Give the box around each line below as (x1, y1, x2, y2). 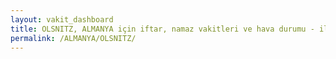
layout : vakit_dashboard (10, 14, 114, 25)
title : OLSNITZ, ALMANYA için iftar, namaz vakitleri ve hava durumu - (10, 24, 315, 34)
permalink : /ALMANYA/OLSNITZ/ (10, 33, 137, 43)
